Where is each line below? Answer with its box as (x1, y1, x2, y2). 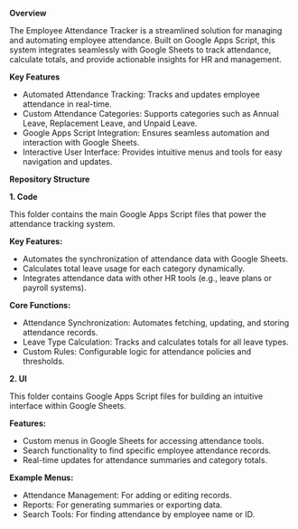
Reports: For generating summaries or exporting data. (22, 499, 223, 510)
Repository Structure (9, 174, 90, 184)
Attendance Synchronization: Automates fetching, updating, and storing (22, 317, 290, 328)
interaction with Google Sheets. (22, 137, 140, 147)
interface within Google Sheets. (9, 401, 126, 411)
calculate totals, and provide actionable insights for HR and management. (9, 54, 283, 64)
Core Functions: (9, 300, 71, 310)
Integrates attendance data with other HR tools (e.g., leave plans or (22, 273, 273, 283)
